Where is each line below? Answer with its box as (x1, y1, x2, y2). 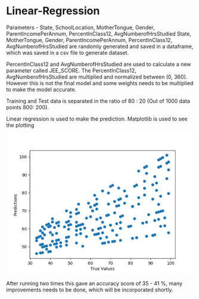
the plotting (6, 121, 35, 128)
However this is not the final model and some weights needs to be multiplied (6, 79, 194, 87)
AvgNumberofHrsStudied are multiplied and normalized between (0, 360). (6, 73, 188, 80)
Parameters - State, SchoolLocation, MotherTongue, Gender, (6, 24, 155, 31)
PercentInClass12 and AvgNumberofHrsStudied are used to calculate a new (6, 61, 192, 68)
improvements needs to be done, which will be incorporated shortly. (6, 286, 174, 293)
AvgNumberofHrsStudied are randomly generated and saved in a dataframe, (6, 43, 194, 50)
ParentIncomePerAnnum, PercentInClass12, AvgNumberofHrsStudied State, (6, 30, 192, 37)
